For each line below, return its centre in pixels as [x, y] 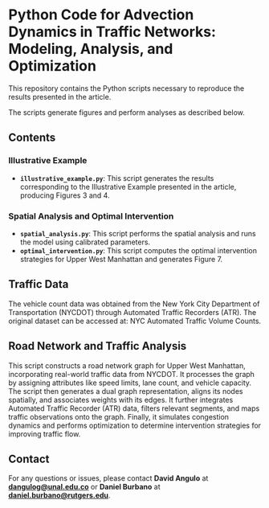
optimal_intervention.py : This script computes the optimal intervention [138, 250]
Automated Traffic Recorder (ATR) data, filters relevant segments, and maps [134, 408]
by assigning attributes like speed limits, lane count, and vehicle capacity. [130, 383]
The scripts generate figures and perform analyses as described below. [126, 112]
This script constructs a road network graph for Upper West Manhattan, [127, 365]
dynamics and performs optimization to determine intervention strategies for [135, 425]
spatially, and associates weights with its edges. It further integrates [121, 399]
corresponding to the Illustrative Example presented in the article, [128, 186]
